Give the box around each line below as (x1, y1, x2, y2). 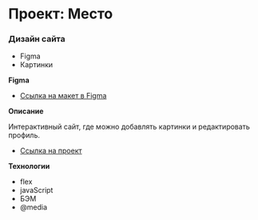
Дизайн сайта (8, 34, 65, 45)
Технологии (8, 162, 50, 171)
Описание (8, 106, 44, 116)
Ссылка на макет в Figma (19, 91, 107, 101)
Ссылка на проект (19, 146, 82, 156)
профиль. (8, 130, 40, 140)
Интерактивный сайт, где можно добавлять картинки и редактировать (8, 122, 250, 132)
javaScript (19, 186, 54, 195)
